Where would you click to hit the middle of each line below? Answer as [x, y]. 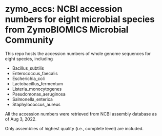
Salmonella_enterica [32, 99]
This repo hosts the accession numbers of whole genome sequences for [78, 53]
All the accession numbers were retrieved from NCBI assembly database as [81, 114]
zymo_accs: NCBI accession [64, 9]
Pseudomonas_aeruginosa [39, 94]
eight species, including [29, 58]
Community [30, 40]
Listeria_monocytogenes [37, 89]
